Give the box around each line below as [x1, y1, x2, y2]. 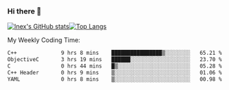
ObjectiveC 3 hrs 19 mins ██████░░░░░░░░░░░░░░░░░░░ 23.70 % [7, 56, 222, 63]
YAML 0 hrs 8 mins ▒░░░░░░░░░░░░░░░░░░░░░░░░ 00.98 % [7, 75, 222, 83]
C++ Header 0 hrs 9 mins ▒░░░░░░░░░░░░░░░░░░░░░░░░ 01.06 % [7, 69, 222, 76]
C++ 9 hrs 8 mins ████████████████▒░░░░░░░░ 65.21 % [7, 49, 222, 57]
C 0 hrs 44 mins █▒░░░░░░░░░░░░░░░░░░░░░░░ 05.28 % [7, 63, 222, 70]
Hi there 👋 [7, 6, 42, 16]
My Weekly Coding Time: [7, 36, 81, 44]
